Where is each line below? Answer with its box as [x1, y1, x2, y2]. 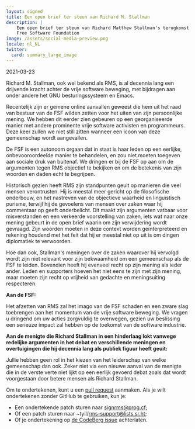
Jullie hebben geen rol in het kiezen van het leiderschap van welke [6, 356, 166, 363]
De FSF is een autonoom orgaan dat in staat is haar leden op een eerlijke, [6, 146, 182, 153]
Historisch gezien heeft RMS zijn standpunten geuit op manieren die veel [6, 182, 181, 189]
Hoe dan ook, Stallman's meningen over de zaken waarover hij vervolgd [6, 249, 179, 256]
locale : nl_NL [6, 41, 41, 47]
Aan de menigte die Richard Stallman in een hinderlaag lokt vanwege [6, 333, 176, 340]
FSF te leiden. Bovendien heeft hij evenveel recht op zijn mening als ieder [6, 261, 182, 268]
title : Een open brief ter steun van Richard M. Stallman [6, 14, 150, 20]
